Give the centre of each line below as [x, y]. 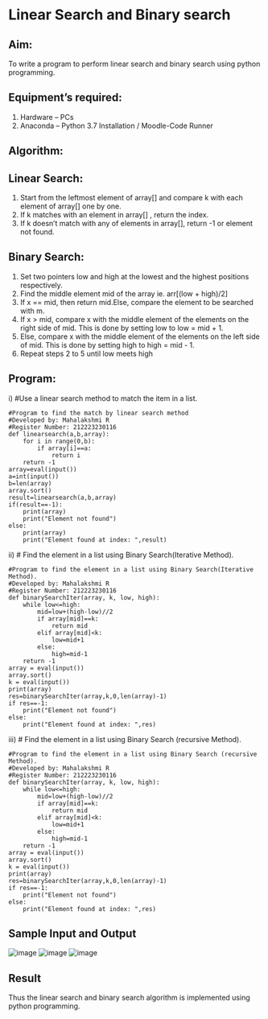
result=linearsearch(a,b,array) [62, 497]
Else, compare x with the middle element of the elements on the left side [140, 336]
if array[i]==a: [64, 448]
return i [66, 455]
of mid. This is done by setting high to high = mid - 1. [107, 344]
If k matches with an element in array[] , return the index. [114, 215]
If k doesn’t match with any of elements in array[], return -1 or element [136, 224]
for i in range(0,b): [59, 441]
